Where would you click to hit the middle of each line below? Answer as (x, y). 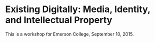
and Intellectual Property (59, 20)
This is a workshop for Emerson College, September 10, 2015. (70, 34)
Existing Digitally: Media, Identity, (78, 9)
